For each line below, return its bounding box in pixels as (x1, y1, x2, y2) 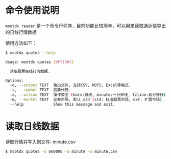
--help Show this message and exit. (10, 102, 115, 107)
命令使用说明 (5, 5, 60, 16)
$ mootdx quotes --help (5, 50, 56, 55)
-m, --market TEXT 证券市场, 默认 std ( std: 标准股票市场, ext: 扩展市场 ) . (10, 97, 165, 103)
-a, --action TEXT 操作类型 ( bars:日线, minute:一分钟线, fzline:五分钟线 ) (10, 92, 166, 97)
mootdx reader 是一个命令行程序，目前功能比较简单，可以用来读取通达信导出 (5, 23, 166, 29)
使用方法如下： (5, 39, 37, 46)
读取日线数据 (5, 121, 60, 132)
